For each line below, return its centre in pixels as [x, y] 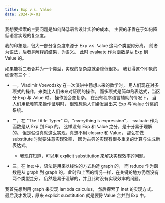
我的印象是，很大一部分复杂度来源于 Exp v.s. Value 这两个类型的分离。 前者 [82, 45]
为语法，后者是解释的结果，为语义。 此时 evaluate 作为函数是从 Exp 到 [77, 52]
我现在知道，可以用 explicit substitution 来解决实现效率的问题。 [84, 156]
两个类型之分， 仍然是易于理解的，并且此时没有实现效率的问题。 [78, 178]
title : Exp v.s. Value [28, 10]
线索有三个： [18, 75]
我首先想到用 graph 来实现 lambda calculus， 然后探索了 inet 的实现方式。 [80, 189]
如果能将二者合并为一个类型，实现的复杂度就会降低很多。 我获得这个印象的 [81, 68]
